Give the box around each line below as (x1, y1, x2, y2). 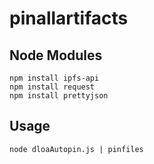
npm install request (9, 82, 96, 92)
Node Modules (9, 47, 103, 64)
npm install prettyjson (9, 91, 109, 101)
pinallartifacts (9, 7, 129, 30)
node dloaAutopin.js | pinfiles (9, 144, 144, 154)
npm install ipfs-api (9, 73, 100, 83)
